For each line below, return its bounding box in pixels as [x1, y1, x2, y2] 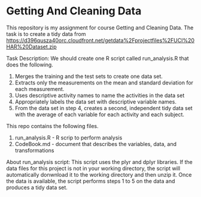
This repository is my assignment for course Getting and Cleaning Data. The [6, 24, 194, 31]
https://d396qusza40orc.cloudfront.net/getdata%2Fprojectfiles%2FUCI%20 [6, 37, 195, 44]
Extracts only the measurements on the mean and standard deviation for [14, 79, 193, 86]
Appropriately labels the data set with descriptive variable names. [14, 98, 176, 105]
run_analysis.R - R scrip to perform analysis [14, 134, 123, 141]
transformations [14, 147, 54, 154]
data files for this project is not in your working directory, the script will [6, 165, 181, 172]
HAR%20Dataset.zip [6, 43, 57, 50]
